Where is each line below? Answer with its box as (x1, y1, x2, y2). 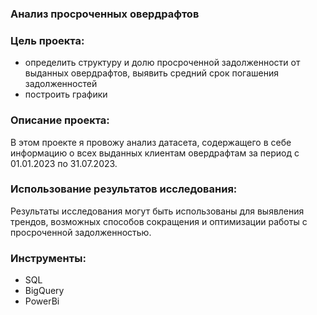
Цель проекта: (10, 33, 85, 47)
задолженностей (24, 78, 98, 90)
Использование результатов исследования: (10, 182, 238, 196)
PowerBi (24, 295, 60, 307)
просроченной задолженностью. (10, 226, 152, 238)
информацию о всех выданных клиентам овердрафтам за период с (10, 147, 300, 159)
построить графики (24, 88, 108, 101)
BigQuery (24, 285, 65, 297)
